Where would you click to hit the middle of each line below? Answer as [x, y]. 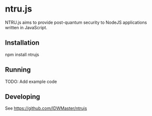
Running [18, 70]
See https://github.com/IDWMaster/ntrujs [46, 108]
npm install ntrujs [22, 54]
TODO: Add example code [31, 82]
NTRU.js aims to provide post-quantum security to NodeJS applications [76, 22]
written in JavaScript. [26, 27]
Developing [22, 96]
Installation [22, 43]
